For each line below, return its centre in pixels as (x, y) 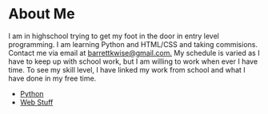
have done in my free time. (52, 78)
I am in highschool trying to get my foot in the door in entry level (114, 36)
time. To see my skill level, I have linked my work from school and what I (127, 69)
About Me (42, 14)
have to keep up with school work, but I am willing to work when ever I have (133, 61)
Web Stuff (36, 102)
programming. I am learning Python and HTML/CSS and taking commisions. (133, 44)
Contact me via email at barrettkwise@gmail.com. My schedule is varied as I (134, 53)
